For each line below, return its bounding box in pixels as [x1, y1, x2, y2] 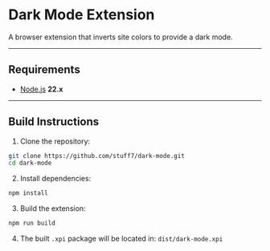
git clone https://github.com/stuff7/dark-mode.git [8, 152, 185, 160]
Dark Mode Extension [8, 6, 155, 24]
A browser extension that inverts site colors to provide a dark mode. [8, 32, 233, 42]
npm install [8, 189, 48, 197]
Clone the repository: [19, 136, 91, 146]
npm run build [8, 219, 56, 228]
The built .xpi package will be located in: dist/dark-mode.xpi [19, 234, 223, 244]
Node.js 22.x [19, 84, 63, 94]
